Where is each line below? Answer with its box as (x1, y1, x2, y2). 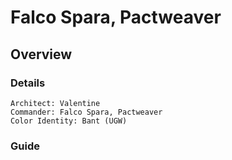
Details (10, 76, 46, 90)
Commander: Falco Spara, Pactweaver (10, 107, 163, 117)
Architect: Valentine (10, 98, 101, 108)
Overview (10, 46, 73, 63)
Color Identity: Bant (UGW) (10, 116, 128, 126)
